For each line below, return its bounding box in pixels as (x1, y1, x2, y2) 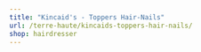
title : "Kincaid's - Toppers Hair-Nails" (9, 12, 165, 22)
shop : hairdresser (9, 29, 77, 38)
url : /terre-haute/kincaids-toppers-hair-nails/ (9, 21, 193, 30)
